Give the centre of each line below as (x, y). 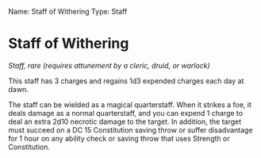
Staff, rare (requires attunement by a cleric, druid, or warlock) (109, 65)
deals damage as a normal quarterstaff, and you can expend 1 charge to (126, 113)
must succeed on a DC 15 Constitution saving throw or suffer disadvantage (130, 129)
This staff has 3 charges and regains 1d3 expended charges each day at (126, 81)
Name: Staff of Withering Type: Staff (68, 12)
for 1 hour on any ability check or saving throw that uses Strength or (119, 138)
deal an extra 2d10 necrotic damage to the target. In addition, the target (125, 121)
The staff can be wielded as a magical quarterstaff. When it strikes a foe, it (130, 104)
